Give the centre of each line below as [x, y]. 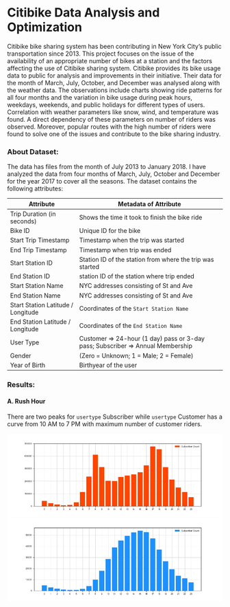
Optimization [44, 27]
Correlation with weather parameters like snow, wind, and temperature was [113, 112]
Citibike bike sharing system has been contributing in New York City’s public [115, 46]
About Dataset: [33, 151]
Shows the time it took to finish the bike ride [141, 217]
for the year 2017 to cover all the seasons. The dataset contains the [102, 181]
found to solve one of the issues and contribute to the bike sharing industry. [114, 134]
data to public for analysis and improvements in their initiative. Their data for [115, 75]
